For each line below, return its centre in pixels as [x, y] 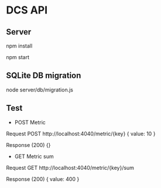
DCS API [27, 10]
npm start [18, 57]
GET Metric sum [34, 156]
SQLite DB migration [44, 76]
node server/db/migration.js [40, 90]
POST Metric [30, 122]
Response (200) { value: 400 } [43, 179]
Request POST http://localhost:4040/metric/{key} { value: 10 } [81, 134]
